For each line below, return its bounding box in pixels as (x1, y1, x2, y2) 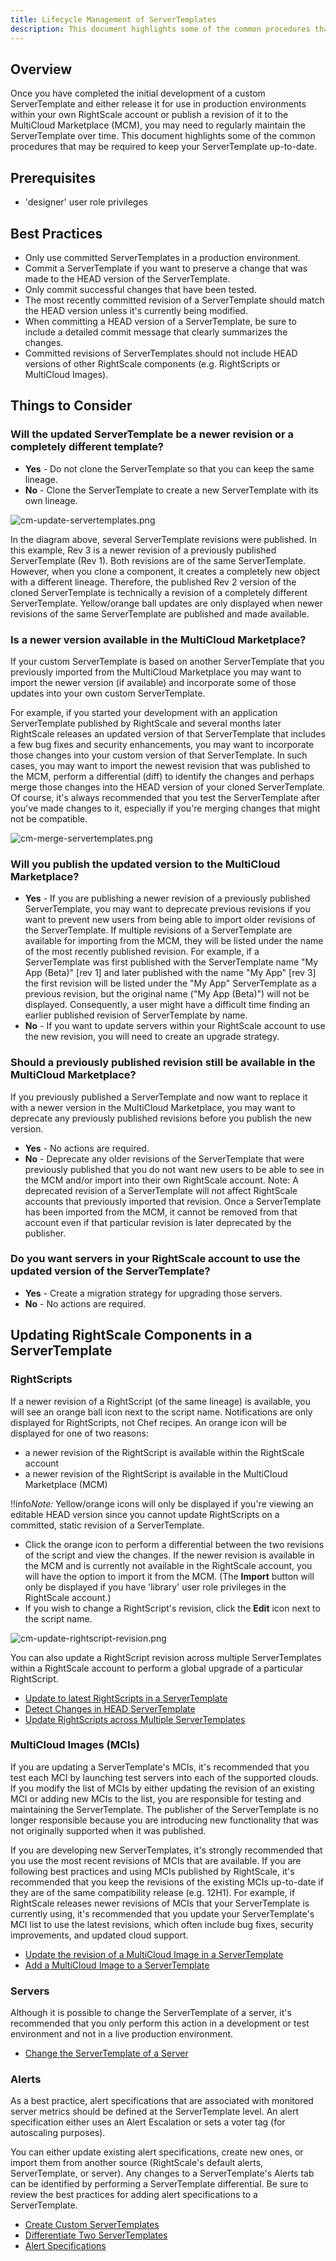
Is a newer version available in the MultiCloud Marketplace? (10, 632, 307, 646)
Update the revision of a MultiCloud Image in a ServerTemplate (24, 1948, 284, 1960)
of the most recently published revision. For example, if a (24, 946, 260, 958)
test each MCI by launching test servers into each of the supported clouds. (10, 1771, 319, 1783)
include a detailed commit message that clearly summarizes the (24, 326, 288, 338)
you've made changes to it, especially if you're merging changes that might (10, 802, 321, 814)
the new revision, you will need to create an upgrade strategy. (24, 1031, 280, 1043)
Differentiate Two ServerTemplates (24, 2229, 168, 2241)
